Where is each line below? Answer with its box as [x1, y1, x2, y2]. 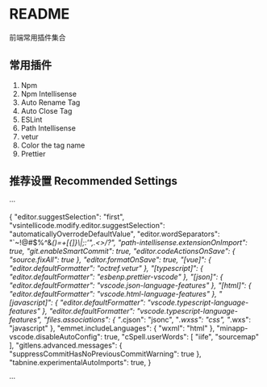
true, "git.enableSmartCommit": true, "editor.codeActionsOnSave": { [9, 246, 236, 256]
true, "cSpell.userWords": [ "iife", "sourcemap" [104, 331, 259, 341]
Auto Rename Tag [20, 98, 81, 107]
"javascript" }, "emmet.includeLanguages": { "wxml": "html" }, [9, 323, 215, 333]
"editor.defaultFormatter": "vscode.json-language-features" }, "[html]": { [9, 280, 252, 290]
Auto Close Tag [20, 106, 73, 115]
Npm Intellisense [20, 89, 77, 98]
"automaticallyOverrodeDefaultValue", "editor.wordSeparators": [9, 229, 220, 239]
